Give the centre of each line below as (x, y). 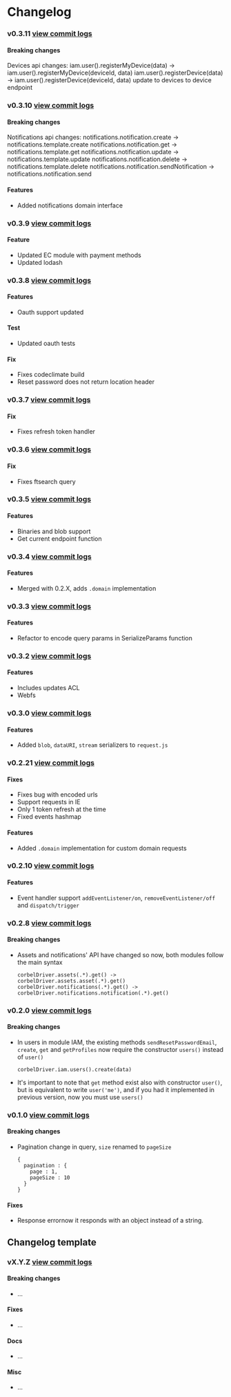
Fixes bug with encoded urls (57, 795)
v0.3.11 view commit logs (50, 34)
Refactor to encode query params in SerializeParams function (105, 638)
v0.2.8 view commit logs (49, 923)
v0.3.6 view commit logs (49, 450)
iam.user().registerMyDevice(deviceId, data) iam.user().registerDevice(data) (115, 73)
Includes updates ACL (49, 688)
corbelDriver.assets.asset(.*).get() (71, 981)
